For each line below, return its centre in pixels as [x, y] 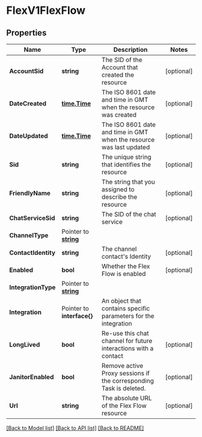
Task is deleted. [124, 388]
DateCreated [28, 103]
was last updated [126, 147]
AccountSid [26, 71]
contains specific [126, 308]
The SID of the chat [129, 214]
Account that [120, 67]
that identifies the [126, 165]
